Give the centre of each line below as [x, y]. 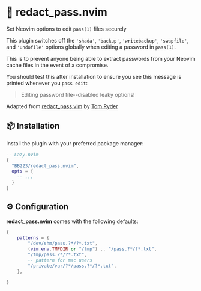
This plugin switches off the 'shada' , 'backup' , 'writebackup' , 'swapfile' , [97, 40]
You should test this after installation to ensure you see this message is [94, 76]
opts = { [22, 171]
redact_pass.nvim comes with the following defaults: [72, 221]
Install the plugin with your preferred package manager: [75, 143]
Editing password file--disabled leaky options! [78, 94]
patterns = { [33, 238]
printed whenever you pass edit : [47, 83]
